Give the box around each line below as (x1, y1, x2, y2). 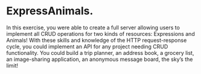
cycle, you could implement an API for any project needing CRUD (6, 43, 168, 50)
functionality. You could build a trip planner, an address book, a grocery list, (6, 49, 194, 56)
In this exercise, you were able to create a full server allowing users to (6, 24, 180, 31)
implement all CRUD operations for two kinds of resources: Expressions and (6, 30, 195, 37)
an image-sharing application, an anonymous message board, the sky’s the (6, 55, 193, 63)
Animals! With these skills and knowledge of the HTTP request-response (6, 36, 187, 44)
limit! (6, 61, 19, 69)
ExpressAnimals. (6, 4, 94, 18)
